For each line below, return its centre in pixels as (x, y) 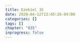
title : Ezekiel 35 (24, 10)
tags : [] (14, 23)
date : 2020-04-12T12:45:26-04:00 (40, 14)
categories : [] (21, 19)
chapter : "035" (21, 28)
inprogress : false (24, 33)
